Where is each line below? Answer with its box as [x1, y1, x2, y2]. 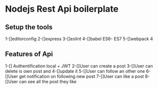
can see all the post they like [19, 78, 77, 84]
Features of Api [5, 50, 53, 58]
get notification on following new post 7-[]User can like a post [19, 73, 144, 79]
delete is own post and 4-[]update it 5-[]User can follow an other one [5, 68, 145, 74]
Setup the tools [5, 23, 53, 31]
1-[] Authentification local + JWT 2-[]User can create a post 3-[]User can [5, 63, 153, 69]
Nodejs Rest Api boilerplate [5, 3, 119, 15]
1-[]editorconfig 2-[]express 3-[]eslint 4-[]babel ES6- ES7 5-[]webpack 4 [5, 36, 153, 42]
